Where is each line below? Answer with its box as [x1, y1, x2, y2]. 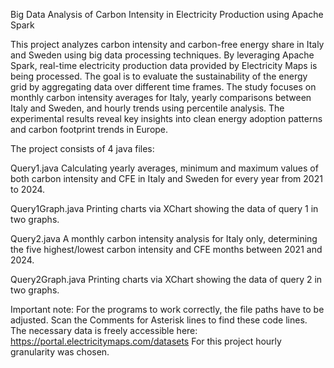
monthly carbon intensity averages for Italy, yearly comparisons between [10, 92, 312, 103]
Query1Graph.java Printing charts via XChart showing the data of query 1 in [10, 203, 319, 214]
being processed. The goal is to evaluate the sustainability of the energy [10, 70, 308, 82]
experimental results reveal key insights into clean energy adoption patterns [10, 113, 323, 124]
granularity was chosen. [10, 346, 110, 358]
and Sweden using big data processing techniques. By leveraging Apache [10, 49, 315, 61]
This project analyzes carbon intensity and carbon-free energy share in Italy [10, 39, 325, 50]
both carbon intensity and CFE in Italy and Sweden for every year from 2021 [10, 173, 323, 184]
